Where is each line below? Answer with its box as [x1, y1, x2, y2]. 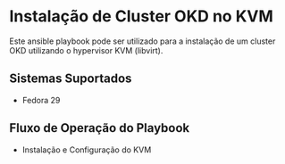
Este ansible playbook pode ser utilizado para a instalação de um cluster [9, 36, 276, 46]
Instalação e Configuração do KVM [21, 144, 152, 155]
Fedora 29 [21, 94, 61, 105]
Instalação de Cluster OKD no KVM [9, 6, 274, 27]
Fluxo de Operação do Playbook [9, 120, 190, 135]
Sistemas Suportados [9, 71, 132, 86]
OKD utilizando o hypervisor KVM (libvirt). [9, 45, 163, 55]
